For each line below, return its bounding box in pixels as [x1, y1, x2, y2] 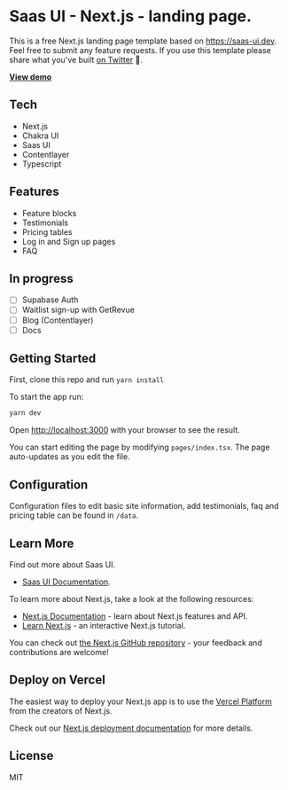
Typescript [21, 158, 62, 169]
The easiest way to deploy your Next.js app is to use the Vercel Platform [9, 696, 273, 707]
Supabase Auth [21, 294, 79, 305]
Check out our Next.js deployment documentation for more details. [9, 723, 253, 733]
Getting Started [9, 351, 97, 366]
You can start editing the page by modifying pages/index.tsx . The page [9, 442, 270, 453]
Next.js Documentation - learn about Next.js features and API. [21, 610, 248, 622]
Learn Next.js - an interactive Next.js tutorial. [21, 620, 186, 630]
